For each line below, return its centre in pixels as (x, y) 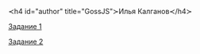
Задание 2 (26, 41)
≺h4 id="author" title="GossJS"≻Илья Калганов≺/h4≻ (100, 11)
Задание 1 (25, 26)
